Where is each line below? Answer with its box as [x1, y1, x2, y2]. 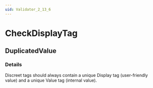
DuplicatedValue [5, 47, 57, 55]
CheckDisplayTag [5, 27, 78, 38]
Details [5, 61, 22, 68]
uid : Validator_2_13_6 [5, 7, 51, 12]
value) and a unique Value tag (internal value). [5, 77, 97, 83]
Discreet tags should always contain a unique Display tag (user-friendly [5, 72, 148, 78]
